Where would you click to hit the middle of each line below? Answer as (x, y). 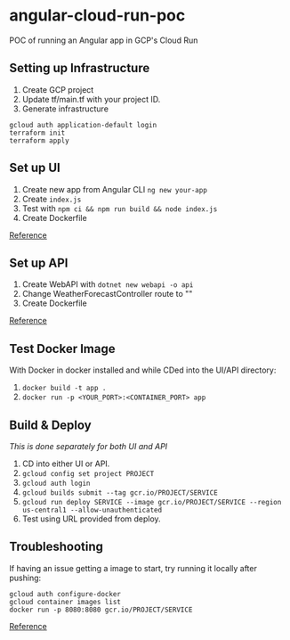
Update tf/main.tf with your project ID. (91, 99)
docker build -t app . (64, 389)
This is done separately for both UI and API (89, 446)
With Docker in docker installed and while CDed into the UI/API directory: (143, 370)
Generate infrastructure (65, 109)
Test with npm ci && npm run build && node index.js (120, 208)
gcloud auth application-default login (83, 125)
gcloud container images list (65, 602)
